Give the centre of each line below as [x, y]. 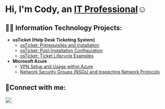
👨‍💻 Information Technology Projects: [64, 28]
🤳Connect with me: [35, 88]
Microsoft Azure [30, 61]
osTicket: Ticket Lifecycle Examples [57, 56]
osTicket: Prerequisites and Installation [60, 45]
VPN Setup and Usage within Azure [56, 67]
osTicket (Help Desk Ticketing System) [54, 40]
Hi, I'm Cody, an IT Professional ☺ [76, 9]
